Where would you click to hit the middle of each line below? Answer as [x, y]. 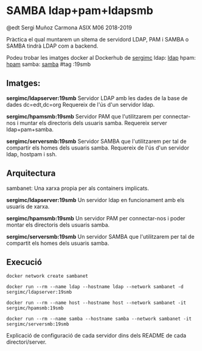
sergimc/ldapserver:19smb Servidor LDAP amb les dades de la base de [97, 98]
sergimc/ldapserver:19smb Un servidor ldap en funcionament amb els [95, 200]
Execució [24, 262]
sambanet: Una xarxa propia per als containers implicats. [78, 188]
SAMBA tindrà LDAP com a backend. [52, 46]
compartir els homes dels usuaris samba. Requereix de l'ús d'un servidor [98, 148]
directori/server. [26, 342]
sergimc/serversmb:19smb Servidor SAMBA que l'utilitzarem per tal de [96, 141]
